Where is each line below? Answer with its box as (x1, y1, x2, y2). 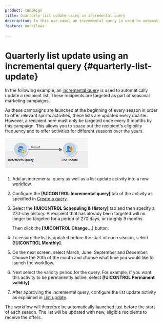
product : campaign (5, 8, 42, 13)
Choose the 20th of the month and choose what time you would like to (12, 255, 154, 261)
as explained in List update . (12, 295, 67, 300)
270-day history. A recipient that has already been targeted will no (12, 211, 145, 217)
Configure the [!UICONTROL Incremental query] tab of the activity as (12, 191, 153, 197)
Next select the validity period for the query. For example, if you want (12, 270, 152, 275)
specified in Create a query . (12, 196, 68, 202)
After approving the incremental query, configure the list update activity (12, 289, 156, 295)
